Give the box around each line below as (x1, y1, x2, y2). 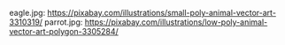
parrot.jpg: (43, 17, 83, 27)
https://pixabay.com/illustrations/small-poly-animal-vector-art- (47, 8, 277, 18)
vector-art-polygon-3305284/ (9, 26, 119, 36)
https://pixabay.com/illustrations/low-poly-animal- (84, 17, 268, 27)
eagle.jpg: (9, 8, 46, 18)
